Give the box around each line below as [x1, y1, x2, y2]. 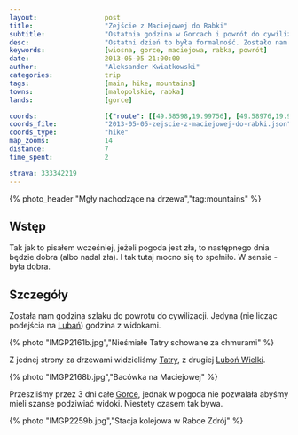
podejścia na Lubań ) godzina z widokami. [9, 320, 161, 331]
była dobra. [9, 261, 51, 272]
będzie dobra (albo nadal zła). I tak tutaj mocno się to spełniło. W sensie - [9, 252, 278, 263]
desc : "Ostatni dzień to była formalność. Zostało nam [9, 37, 288, 47]
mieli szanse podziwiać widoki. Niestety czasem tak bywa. [9, 399, 223, 409]
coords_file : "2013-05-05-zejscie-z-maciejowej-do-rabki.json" [9, 120, 292, 129]
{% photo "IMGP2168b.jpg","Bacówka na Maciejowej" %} [9, 372, 219, 383]
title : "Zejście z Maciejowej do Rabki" [9, 21, 228, 30]
